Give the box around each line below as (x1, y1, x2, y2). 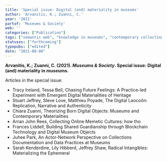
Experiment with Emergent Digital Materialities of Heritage (12, 92, 132, 98)
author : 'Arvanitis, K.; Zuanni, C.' (5, 12, 83, 17)
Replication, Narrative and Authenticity (12, 103, 92, 108)
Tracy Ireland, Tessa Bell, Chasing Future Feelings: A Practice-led (12, 87, 147, 93)
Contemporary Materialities (12, 113, 69, 119)
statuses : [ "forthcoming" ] (5, 40, 61, 45)
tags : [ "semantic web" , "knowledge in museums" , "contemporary (5, 35, 139, 40)
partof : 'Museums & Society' (5, 21, 66, 26)
